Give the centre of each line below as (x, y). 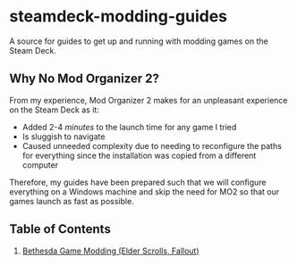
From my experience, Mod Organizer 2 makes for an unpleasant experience (148, 100)
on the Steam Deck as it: (55, 110)
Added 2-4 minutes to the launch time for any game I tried (129, 127)
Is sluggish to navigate (64, 137)
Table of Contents (60, 229)
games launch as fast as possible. (72, 201)
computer (40, 165)
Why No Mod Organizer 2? (84, 79)
